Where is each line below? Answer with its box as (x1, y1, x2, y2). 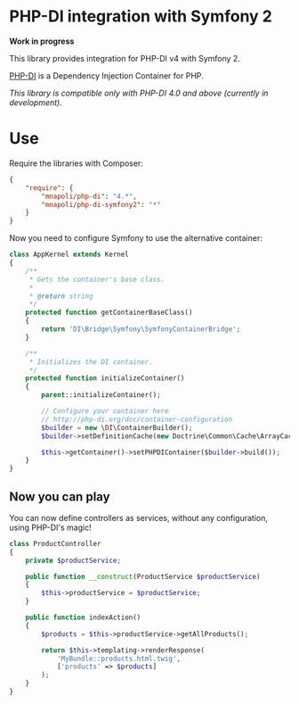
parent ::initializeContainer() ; (41, 391, 162, 400)
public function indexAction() (25, 613, 141, 622)
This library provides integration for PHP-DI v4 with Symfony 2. (9, 53, 240, 63)
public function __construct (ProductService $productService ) (25, 572, 261, 581)
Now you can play (9, 489, 110, 504)
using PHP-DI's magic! (9, 522, 92, 533)
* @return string (28, 292, 93, 301)
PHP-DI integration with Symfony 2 (9, 6, 273, 27)
